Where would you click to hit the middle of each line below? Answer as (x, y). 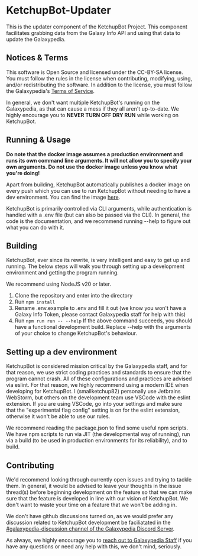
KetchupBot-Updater (59, 10)
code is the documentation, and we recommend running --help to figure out (98, 221)
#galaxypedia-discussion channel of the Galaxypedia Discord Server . (90, 529)
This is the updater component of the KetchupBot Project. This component (97, 27)
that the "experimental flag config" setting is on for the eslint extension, (93, 410)
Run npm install (35, 302)
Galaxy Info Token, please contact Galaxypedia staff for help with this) (100, 315)
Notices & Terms (37, 58)
